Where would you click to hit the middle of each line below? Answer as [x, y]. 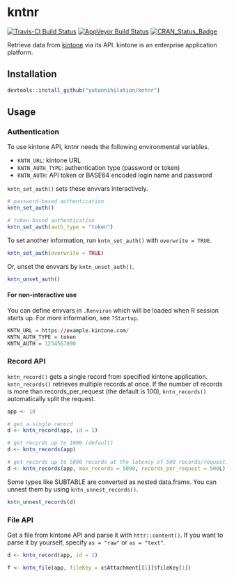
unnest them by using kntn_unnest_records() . [73, 489]
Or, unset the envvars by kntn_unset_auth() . [71, 266]
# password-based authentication [56, 202]
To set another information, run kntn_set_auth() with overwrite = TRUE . [110, 240]
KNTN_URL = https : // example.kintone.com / [68, 330]
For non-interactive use [42, 295]
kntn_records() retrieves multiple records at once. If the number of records [115, 384]
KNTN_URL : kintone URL [49, 160]
